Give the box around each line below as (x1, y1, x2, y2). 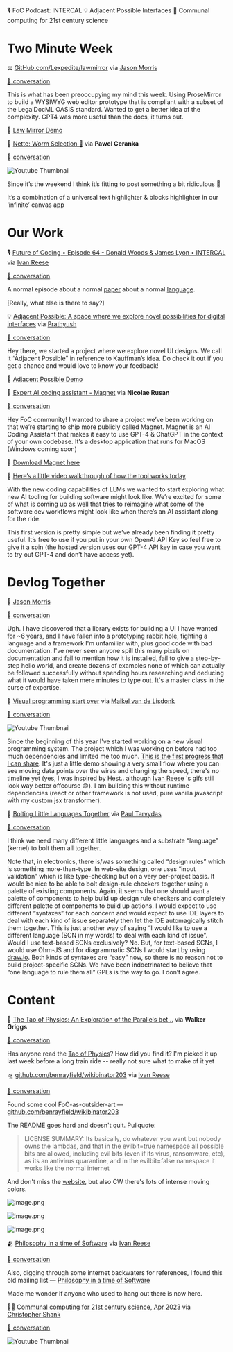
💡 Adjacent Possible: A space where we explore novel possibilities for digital (7, 312, 225, 320)
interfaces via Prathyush (7, 319, 77, 328)
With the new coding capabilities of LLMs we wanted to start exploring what (7, 485, 225, 493)
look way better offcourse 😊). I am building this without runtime (7, 781, 189, 790)
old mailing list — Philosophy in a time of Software (7, 1276, 150, 1284)
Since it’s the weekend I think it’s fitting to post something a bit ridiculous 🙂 (7, 180, 221, 188)
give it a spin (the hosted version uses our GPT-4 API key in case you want (7, 543, 221, 551)
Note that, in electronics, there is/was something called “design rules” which (7, 857, 225, 865)
